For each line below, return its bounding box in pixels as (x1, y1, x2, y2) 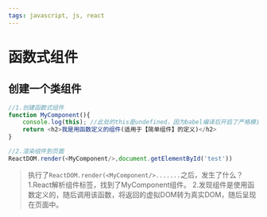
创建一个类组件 (8, 82, 82, 96)
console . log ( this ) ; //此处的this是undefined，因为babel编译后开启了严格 (22, 118, 250, 127)
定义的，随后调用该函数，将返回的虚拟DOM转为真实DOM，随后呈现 (34, 189, 257, 199)
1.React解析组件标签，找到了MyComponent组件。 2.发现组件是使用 (27, 180, 248, 189)
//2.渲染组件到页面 (8, 147, 64, 155)
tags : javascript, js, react (8, 11, 105, 20)
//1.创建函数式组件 (8, 104, 64, 112)
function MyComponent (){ (8, 111, 91, 119)
